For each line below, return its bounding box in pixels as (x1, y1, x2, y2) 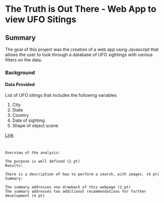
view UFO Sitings (5, 14, 76, 25)
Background (5, 69, 35, 76)
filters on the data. (5, 57, 42, 62)
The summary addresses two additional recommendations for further (5, 189, 147, 194)
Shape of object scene (12, 123, 59, 129)
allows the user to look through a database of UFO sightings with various (5, 52, 153, 58)
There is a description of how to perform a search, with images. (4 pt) (5, 172, 160, 177)
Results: (5, 163, 23, 168)
